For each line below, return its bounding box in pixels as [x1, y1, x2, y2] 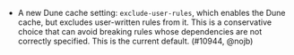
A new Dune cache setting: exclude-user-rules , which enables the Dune [17, 8, 286, 18]
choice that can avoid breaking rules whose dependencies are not [17, 27, 263, 36]
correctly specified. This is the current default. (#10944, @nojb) [17, 35, 254, 46]
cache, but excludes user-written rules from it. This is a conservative [17, 17, 272, 27]
